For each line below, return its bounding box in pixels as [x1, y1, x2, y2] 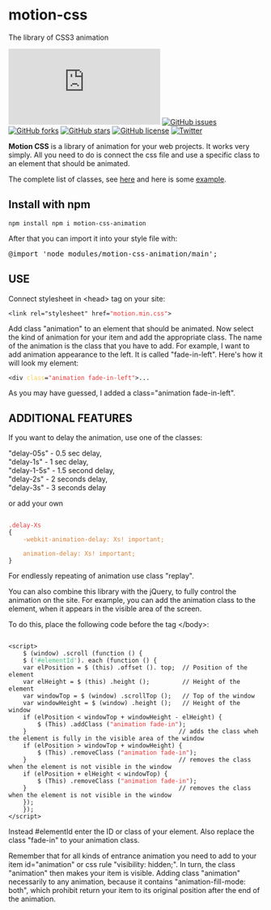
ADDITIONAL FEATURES [8, 411, 133, 425]
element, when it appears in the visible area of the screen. [8, 604, 202, 613]
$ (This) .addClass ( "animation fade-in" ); [37, 720, 186, 728]
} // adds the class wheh [23, 728, 259, 736]
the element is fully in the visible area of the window [8, 735, 205, 743]
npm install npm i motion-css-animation [8, 219, 147, 228]
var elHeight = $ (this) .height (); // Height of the [23, 678, 241, 686]
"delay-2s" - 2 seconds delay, [8, 474, 108, 484]
